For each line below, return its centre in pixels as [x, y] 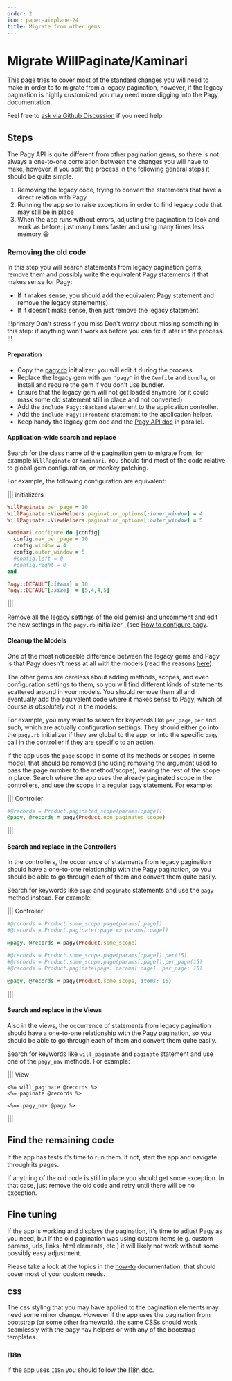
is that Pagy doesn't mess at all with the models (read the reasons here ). [110, 663]
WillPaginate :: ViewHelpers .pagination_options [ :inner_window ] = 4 [105, 514]
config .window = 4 [40, 546]
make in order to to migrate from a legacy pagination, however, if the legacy [115, 88]
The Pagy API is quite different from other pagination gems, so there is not [113, 154]
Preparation [25, 354]
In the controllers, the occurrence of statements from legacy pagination [109, 862]
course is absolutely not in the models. [62, 706]
